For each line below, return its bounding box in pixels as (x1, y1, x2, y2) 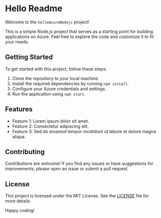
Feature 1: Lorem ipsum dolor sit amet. (12, 118, 89, 124)
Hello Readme (5, 3, 62, 14)
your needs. (5, 39, 29, 44)
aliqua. (12, 134, 26, 139)
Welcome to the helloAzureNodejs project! (5, 19, 89, 25)
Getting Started (5, 53, 53, 61)
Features (5, 105, 33, 114)
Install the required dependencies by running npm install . (12, 80, 129, 86)
